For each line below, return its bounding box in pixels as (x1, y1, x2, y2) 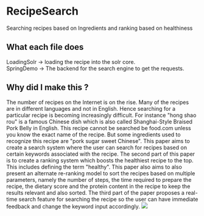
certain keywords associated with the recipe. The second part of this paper (6, 150, 195, 158)
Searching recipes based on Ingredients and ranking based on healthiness (6, 24, 193, 32)
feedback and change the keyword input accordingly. (6, 203, 140, 210)
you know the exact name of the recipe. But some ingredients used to (6, 131, 181, 138)
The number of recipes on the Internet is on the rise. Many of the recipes (6, 99, 189, 106)
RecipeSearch (6, 4, 79, 18)
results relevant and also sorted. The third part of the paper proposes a (6, 189, 185, 196)
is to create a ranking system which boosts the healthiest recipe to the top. (6, 156, 194, 164)
